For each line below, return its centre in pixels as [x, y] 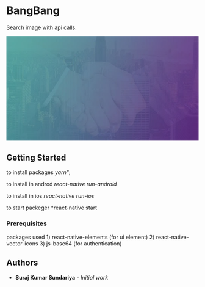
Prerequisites [27, 223]
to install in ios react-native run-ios [50, 196]
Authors [22, 263]
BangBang [33, 11]
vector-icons [22, 243]
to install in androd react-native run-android [62, 184]
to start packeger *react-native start [52, 208]
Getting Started [36, 157]
